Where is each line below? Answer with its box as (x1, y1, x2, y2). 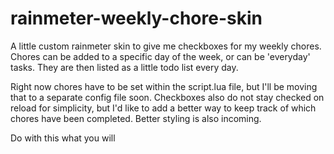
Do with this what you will (10, 132, 116, 144)
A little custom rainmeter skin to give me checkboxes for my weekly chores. (10, 40, 322, 52)
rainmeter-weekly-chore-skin (10, 7, 263, 30)
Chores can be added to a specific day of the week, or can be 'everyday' (10, 50, 311, 62)
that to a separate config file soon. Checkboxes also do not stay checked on (10, 91, 325, 103)
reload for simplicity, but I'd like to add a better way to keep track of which (10, 102, 317, 114)
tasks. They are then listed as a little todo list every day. (10, 61, 239, 73)
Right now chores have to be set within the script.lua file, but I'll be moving (10, 80, 318, 92)
